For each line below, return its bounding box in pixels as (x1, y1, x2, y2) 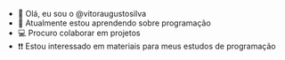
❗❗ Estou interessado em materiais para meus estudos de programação (17, 41, 276, 51)
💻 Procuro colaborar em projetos (17, 27, 141, 38)
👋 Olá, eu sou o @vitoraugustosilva (17, 9, 147, 19)
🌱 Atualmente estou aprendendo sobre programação (17, 18, 211, 28)
